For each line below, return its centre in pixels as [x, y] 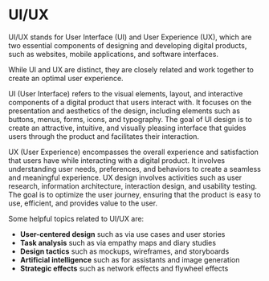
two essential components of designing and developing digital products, [128, 45]
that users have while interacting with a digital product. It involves [117, 160]
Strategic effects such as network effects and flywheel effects [124, 268]
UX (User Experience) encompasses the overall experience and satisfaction [134, 152]
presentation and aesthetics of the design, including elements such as [124, 111]
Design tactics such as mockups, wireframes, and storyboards [124, 251]
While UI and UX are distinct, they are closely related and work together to [131, 69]
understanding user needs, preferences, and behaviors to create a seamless [134, 169]
